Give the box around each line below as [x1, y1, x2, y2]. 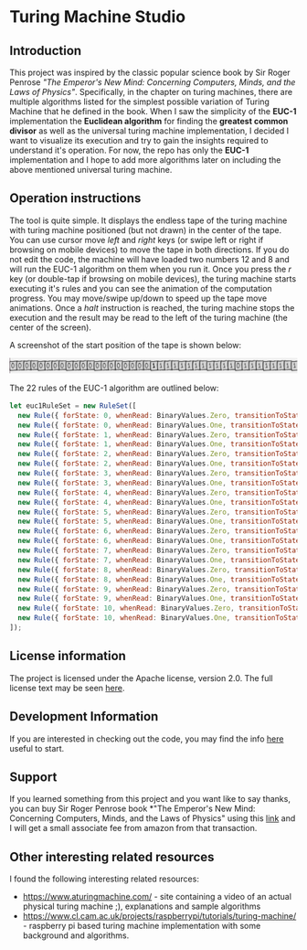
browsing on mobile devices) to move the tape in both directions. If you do [9, 244, 290, 255]
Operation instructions [9, 190, 142, 207]
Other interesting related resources [9, 849, 215, 865]
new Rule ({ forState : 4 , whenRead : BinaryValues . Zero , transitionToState [17, 487, 304, 497]
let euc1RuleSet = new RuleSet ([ [9, 400, 137, 411]
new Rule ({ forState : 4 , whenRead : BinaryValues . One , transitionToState [17, 497, 301, 507]
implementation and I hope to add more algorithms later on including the [9, 155, 281, 165]
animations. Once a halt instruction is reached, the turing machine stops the [9, 302, 295, 313]
